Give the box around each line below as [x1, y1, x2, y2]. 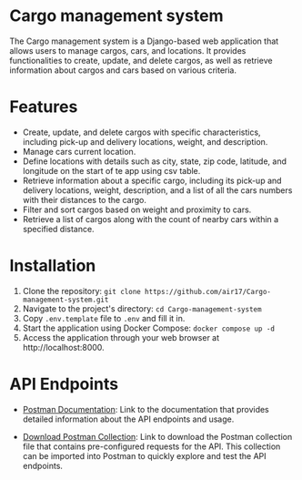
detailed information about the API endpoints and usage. [22, 414, 235, 424]
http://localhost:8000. [22, 342, 105, 352]
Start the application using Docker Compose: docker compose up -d [22, 322, 276, 333]
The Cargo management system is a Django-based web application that [9, 36, 279, 46]
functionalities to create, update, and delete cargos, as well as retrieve [9, 55, 273, 66]
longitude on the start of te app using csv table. [22, 165, 201, 176]
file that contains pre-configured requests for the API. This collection [22, 441, 281, 452]
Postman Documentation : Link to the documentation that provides [22, 403, 270, 414]
